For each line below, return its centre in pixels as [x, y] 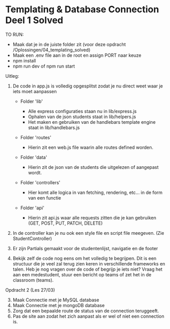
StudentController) [32, 238]
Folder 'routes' [36, 137]
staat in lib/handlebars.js [54, 127]
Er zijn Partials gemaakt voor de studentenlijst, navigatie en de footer [85, 248]
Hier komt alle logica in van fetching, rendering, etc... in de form [95, 192]
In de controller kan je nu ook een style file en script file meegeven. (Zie [88, 233]
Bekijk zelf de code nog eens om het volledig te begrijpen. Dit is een [84, 258]
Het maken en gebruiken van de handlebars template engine [92, 122]
